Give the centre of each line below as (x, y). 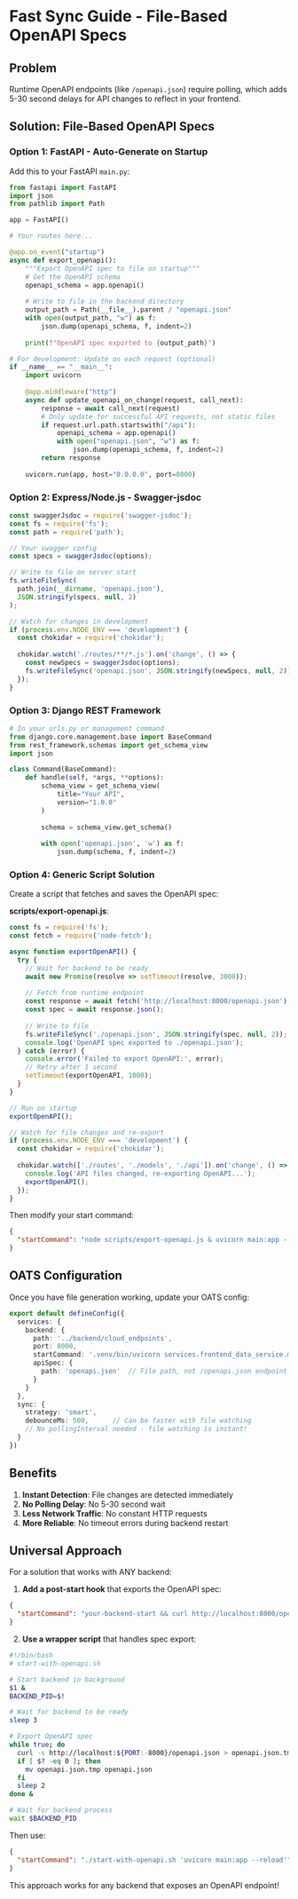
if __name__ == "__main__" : (61, 367)
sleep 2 (31, 1786)
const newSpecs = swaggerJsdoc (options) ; (102, 663)
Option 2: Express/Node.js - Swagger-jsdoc (106, 497)
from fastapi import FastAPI (63, 187)
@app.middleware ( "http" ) (71, 392)
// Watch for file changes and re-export (87, 1132)
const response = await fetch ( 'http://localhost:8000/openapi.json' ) (157, 1001)
